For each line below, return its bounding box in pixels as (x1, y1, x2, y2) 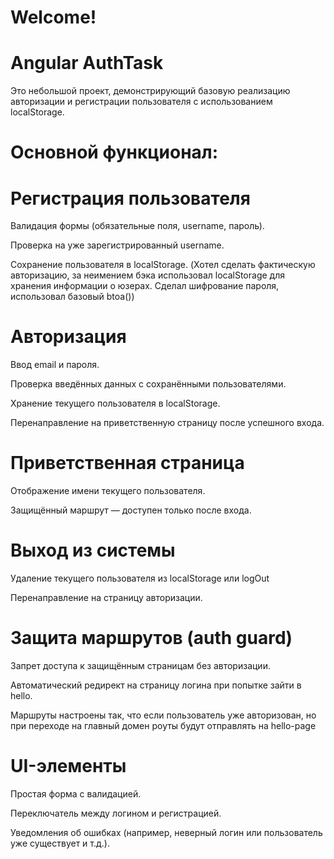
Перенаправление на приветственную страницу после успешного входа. (10, 417, 325, 429)
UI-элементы (10, 755, 127, 778)
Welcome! (10, 6, 97, 29)
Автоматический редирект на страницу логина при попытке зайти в (10, 679, 302, 691)
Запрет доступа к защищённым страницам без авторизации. (10, 660, 271, 671)
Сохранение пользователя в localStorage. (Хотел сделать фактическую (10, 259, 316, 271)
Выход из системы (10, 539, 176, 562)
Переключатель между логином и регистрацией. (10, 807, 222, 819)
